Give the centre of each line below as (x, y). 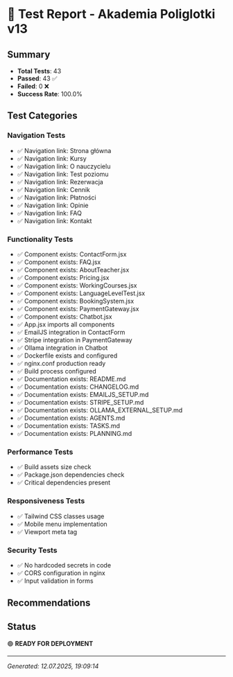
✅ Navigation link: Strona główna (64, 150)
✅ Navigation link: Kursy (52, 158)
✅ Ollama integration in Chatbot (62, 348)
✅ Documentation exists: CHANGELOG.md (78, 387)
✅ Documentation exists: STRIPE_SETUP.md (80, 402)
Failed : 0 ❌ (33, 86)
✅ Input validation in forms (55, 581)
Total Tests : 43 (39, 71)
